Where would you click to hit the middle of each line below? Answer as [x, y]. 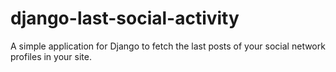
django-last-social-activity [125, 18]
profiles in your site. [51, 56]
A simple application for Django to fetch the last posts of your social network [168, 46]
